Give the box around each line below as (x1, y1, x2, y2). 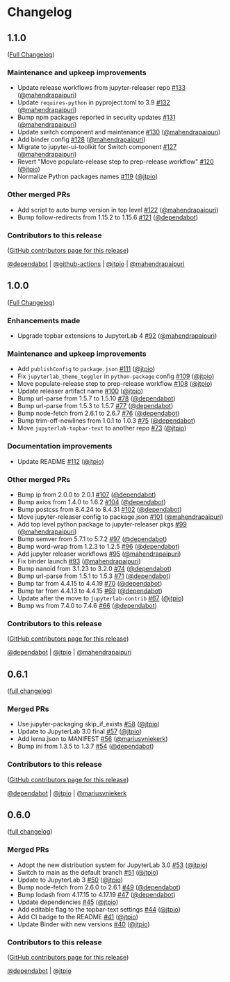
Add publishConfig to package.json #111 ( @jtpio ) (17, 365, 155, 373)
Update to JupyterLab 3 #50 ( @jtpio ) (17, 875, 124, 884)
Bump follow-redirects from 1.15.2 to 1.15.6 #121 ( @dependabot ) (17, 213, 199, 221)
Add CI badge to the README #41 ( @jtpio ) (17, 912, 139, 921)
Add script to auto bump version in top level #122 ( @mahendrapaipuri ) (17, 205, 219, 214)
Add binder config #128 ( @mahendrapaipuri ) (17, 135, 146, 143)
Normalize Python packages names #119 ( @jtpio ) (17, 172, 158, 181)
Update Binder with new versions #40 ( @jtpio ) (17, 920, 151, 928)
